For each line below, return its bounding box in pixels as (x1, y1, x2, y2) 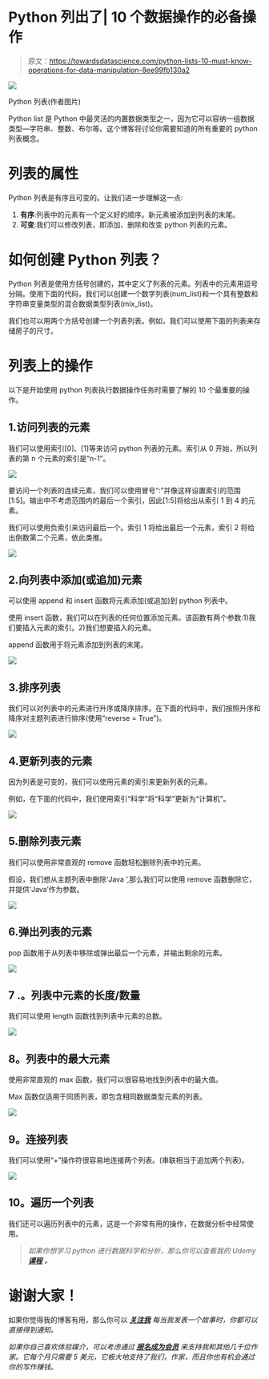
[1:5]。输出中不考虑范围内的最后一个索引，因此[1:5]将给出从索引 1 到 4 (8, 495, 240, 505)
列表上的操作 (8, 357, 94, 375)
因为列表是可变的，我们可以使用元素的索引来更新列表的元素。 (8, 777, 212, 786)
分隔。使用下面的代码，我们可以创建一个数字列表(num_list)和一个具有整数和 (8, 288, 259, 298)
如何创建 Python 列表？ (8, 251, 163, 269)
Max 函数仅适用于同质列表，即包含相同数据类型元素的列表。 (8, 1092, 207, 1102)
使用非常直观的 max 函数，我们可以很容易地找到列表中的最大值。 (8, 1075, 223, 1084)
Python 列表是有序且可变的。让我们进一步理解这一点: (8, 192, 183, 202)
